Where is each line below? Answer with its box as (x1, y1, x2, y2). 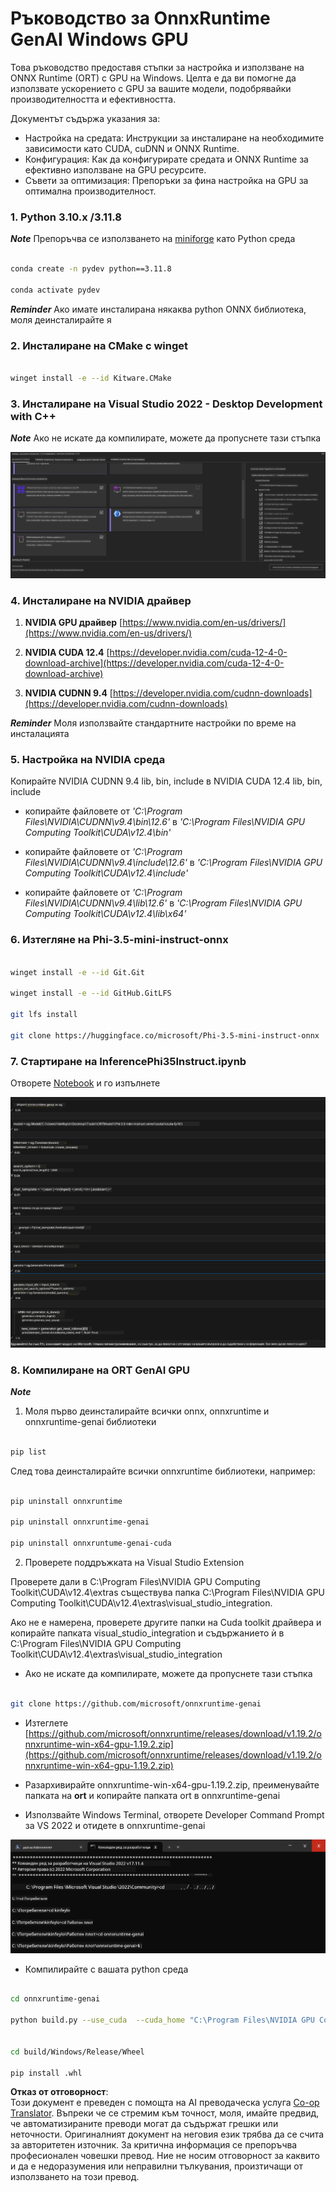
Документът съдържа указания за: (10, 112, 161, 124)
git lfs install (10, 1010, 78, 1020)
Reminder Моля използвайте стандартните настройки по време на (10, 717, 297, 729)
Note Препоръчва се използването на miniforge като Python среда (10, 233, 296, 245)
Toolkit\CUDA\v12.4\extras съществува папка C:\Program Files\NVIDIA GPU (10, 1587, 325, 1598)
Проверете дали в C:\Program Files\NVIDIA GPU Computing (10, 1576, 261, 1587)
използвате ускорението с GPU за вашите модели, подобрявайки (10, 82, 292, 94)
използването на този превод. (10, 2171, 140, 2183)
